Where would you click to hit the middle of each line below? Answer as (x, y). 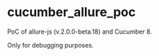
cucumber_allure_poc (71, 12)
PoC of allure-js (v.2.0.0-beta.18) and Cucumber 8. (79, 31)
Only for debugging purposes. (51, 45)
